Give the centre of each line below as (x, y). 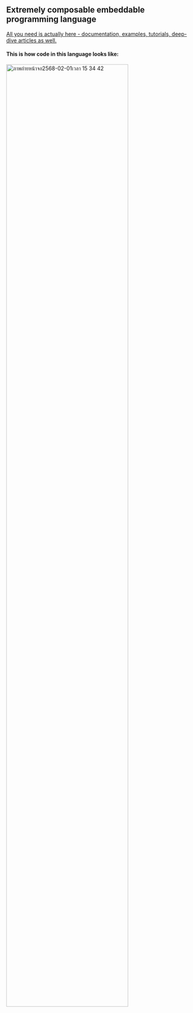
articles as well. (37, 40)
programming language (51, 20)
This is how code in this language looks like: (62, 54)
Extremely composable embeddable (76, 10)
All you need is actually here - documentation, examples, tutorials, (88, 34)
